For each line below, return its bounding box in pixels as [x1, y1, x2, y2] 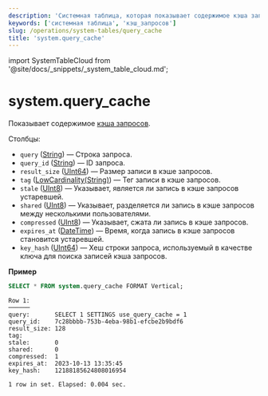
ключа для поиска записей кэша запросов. [19, 251, 167, 261]
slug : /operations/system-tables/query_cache [8, 26, 162, 34]
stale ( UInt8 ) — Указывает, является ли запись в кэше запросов [19, 184, 239, 193]
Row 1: [8, 297, 30, 305]
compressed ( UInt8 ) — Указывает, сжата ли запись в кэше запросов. [19, 217, 249, 228]
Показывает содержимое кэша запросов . [8, 119, 151, 129]
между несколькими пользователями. [19, 209, 152, 219]
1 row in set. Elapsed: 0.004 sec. [8, 381, 127, 389]
